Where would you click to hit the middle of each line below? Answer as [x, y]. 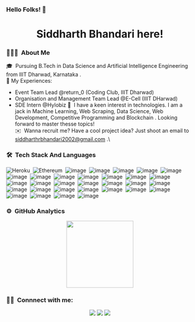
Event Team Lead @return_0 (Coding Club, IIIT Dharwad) [84, 92]
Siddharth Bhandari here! [100, 34]
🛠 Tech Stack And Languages [51, 155]
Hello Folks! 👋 [26, 10]
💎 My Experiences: [29, 81]
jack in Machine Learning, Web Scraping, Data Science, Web [89, 111]
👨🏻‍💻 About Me [28, 53]
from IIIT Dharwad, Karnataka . [44, 74]
